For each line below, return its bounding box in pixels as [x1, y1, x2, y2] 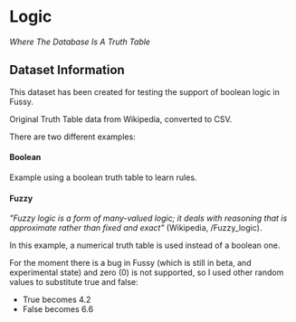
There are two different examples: [9, 131, 136, 142]
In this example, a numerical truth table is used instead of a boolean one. [9, 240, 281, 251]
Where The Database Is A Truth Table [9, 36, 151, 47]
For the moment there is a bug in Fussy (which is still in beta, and [9, 258, 252, 269]
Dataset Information [9, 62, 125, 78]
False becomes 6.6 [22, 304, 93, 315]
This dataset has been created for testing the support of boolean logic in [9, 86, 281, 97]
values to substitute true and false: [9, 277, 138, 288]
